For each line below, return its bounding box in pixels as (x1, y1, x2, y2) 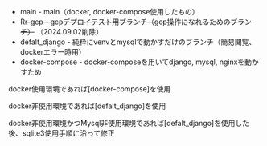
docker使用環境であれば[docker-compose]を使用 (8, 84, 171, 94)
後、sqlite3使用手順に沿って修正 (8, 128, 115, 138)
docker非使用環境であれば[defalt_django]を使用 (8, 101, 166, 111)
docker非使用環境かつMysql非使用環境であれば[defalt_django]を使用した (8, 119, 249, 128)
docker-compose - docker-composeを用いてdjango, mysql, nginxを (19, 57, 245, 67)
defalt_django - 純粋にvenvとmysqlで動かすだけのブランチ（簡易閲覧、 (19, 37, 257, 47)
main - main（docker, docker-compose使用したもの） (19, 7, 199, 16)
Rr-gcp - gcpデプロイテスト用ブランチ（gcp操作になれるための (19, 17, 231, 26)
